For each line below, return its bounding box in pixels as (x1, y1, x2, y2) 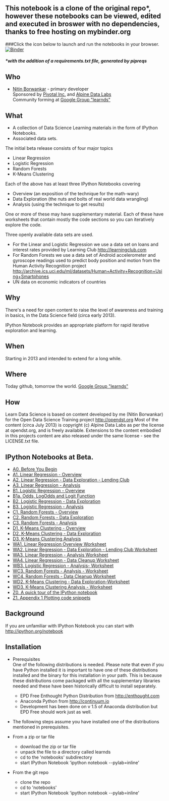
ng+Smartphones (12, 273, 49, 279)
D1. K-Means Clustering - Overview (12, 525, 86, 531)
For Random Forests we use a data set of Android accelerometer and (12, 252, 156, 258)
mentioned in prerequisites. (12, 724, 70, 730)
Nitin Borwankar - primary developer (12, 86, 89, 92)
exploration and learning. (5, 327, 57, 333)
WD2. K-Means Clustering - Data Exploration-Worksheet (12, 579, 130, 585)
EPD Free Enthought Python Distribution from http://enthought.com (20, 693, 160, 699)
